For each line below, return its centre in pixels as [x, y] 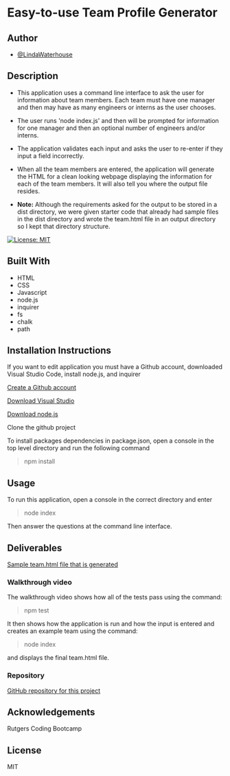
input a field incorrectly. [50, 155]
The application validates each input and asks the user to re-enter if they [120, 148]
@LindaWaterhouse [45, 54]
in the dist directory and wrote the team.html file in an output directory [116, 219]
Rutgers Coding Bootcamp [45, 729]
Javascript [32, 292]
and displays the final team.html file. [58, 658]
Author [22, 38]
